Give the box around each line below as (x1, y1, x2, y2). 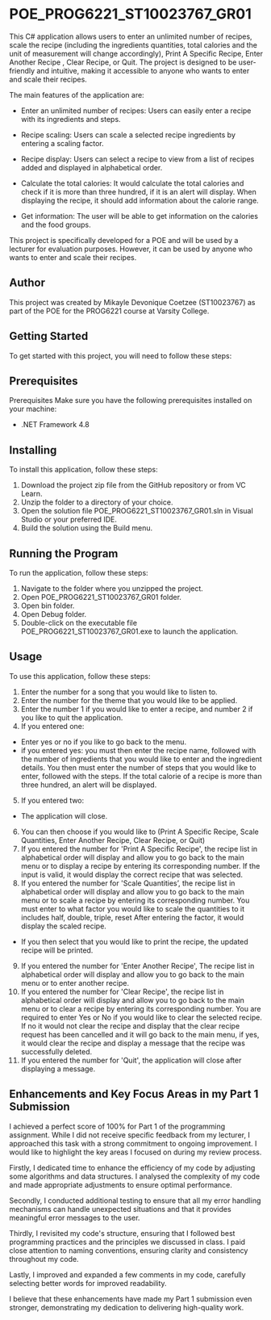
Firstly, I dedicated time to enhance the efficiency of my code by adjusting (9, 1163, 256, 1172)
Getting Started (9, 329, 89, 343)
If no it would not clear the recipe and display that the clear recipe (20, 1020, 240, 1030)
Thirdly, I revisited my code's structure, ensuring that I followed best (9, 1228, 236, 1238)
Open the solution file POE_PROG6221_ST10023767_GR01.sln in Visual (20, 506, 253, 516)
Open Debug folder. (20, 610, 87, 618)
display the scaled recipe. (20, 921, 107, 931)
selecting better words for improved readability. (9, 1278, 168, 1288)
